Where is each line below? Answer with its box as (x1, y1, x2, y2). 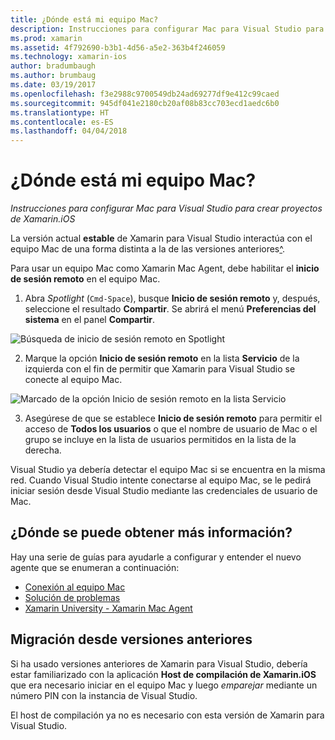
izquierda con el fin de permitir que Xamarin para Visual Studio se (24, 363, 296, 375)
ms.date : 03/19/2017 (10, 80, 97, 90)
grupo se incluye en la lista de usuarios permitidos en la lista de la (24, 434, 297, 446)
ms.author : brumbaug (10, 71, 97, 81)
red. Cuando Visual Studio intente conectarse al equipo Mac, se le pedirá (10, 474, 312, 486)
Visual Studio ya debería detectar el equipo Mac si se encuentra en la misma (10, 464, 326, 476)
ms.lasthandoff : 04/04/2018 (10, 126, 128, 136)
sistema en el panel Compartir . (24, 314, 156, 326)
